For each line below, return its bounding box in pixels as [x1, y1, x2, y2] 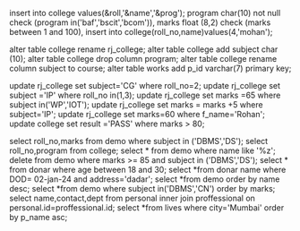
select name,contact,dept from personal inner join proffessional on [9, 192, 255, 203]
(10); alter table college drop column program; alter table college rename [9, 54, 278, 64]
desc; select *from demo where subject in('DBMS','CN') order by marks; [9, 184, 276, 193]
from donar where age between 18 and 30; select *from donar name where [9, 165, 287, 175]
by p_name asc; [9, 212, 68, 222]
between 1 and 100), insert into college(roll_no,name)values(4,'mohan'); [9, 27, 273, 37]
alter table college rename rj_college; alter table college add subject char [9, 44, 279, 55]
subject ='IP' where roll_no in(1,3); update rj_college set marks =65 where [9, 90, 281, 100]
